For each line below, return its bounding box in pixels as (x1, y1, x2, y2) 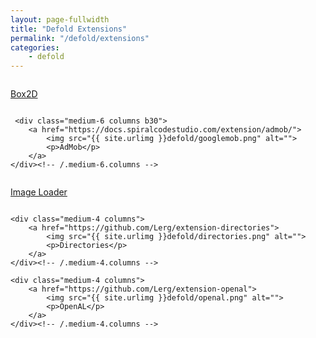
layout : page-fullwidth (10, 14, 110, 25)
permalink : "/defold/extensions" (10, 33, 150, 43)
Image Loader (10, 186, 68, 198)
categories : (10, 42, 60, 53)
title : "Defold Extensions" (10, 24, 128, 34)
